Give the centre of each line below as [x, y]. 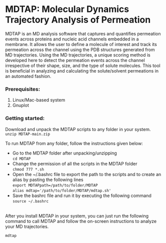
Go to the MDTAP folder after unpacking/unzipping [65, 153]
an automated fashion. [28, 76]
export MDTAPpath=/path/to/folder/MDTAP [55, 185]
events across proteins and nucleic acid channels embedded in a [72, 39]
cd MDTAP [21, 158]
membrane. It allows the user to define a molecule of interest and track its [81, 44]
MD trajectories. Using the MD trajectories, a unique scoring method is [78, 55]
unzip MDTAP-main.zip [28, 134]
